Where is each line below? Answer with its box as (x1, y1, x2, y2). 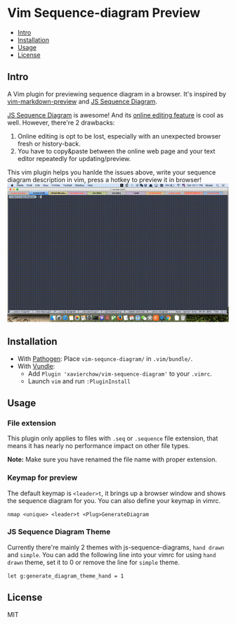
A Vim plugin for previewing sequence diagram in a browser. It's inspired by (7, 89, 227, 98)
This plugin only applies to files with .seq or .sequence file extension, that (7, 434, 218, 442)
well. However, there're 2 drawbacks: (7, 118, 115, 127)
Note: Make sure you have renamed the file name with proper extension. (7, 455, 218, 464)
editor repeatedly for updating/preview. (17, 154, 131, 163)
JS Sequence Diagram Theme (7, 527, 111, 537)
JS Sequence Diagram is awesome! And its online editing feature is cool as (7, 110, 224, 119)
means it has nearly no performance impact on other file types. (7, 442, 190, 450)
